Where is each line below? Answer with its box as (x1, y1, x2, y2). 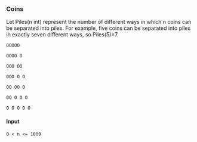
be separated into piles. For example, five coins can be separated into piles (6, 24, 191, 32)
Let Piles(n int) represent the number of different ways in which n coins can (6, 18, 192, 26)
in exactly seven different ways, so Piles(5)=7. (6, 31, 119, 38)
